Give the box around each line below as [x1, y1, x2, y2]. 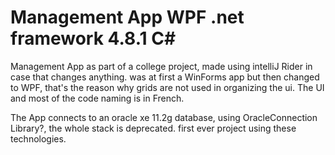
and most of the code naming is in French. [10, 92, 185, 104]
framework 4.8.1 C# [10, 27, 177, 50]
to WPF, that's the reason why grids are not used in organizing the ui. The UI [10, 81, 325, 93]
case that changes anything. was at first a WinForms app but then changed [10, 71, 320, 83]
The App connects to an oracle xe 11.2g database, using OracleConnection [10, 111, 318, 123]
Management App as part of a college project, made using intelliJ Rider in [10, 60, 313, 72]
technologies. [10, 132, 67, 145]
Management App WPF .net [10, 6, 245, 29]
